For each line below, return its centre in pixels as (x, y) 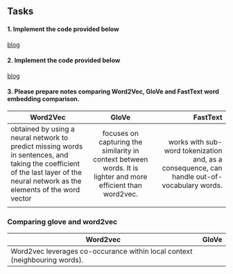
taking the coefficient (45, 164)
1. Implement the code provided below (63, 29)
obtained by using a (43, 129)
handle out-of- (197, 177)
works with (186, 142)
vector (21, 198)
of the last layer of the (46, 172)
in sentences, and (40, 155)
